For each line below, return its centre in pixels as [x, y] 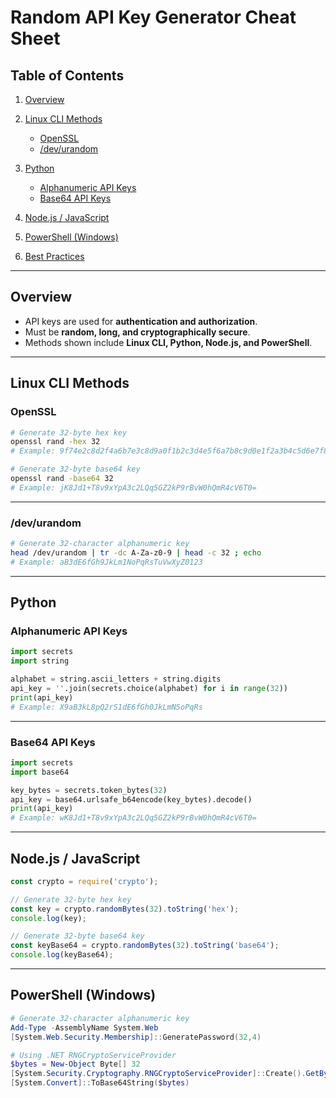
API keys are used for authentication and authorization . [141, 321]
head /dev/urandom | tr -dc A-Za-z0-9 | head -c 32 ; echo [136, 552]
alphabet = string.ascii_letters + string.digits [116, 679]
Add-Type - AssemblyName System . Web [84, 1027]
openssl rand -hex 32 [55, 442]
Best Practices [54, 256]
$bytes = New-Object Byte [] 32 [75, 1064]
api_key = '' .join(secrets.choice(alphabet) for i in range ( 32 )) [149, 688]
